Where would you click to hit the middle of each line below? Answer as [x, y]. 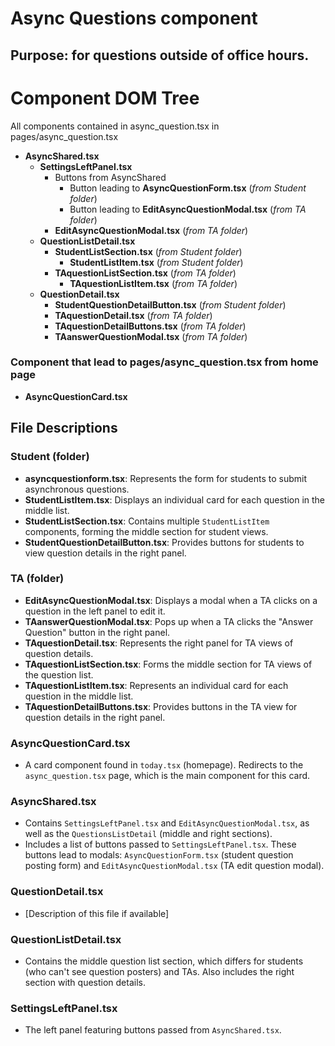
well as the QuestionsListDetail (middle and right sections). [148, 834]
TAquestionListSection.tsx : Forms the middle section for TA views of [168, 664]
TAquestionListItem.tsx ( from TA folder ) [153, 283]
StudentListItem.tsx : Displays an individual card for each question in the [175, 499]
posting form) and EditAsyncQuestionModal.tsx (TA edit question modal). [174, 866]
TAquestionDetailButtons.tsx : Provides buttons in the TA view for [161, 706]
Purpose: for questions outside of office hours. [160, 55]
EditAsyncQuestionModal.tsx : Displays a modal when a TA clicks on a [171, 600]
